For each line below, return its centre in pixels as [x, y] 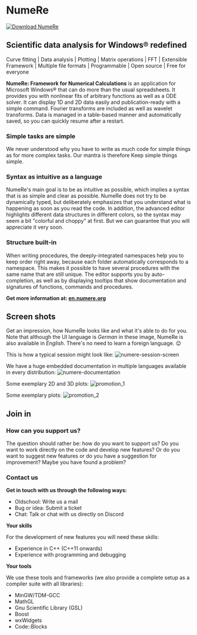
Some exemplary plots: [34, 395]
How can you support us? [44, 430]
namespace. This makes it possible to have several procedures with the [93, 268]
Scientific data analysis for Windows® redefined [96, 45]
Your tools [19, 566]
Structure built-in [31, 242]
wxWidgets [28, 620]
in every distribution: [31, 373]
